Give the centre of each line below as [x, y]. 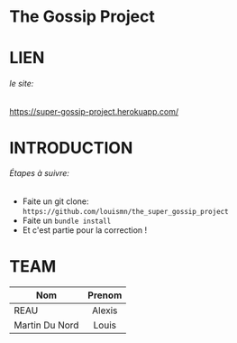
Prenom [105, 295]
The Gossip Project [82, 17]
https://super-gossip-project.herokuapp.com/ [94, 111]
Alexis [105, 311]
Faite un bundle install [67, 220]
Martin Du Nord [46, 325]
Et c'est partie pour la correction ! [85, 230]
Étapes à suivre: [40, 173]
